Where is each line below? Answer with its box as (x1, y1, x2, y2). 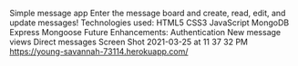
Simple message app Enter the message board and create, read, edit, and (9, 8, 286, 18)
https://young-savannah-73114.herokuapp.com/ (9, 46, 189, 57)
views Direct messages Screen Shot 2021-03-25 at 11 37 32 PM (9, 36, 249, 47)
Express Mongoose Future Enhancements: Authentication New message (9, 27, 281, 37)
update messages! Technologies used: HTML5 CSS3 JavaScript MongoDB (9, 17, 290, 28)
